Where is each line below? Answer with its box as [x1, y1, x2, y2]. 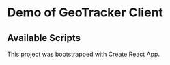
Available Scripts [7, 32, 81, 44]
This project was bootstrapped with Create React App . [7, 50, 160, 58]
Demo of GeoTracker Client [7, 5, 164, 21]
